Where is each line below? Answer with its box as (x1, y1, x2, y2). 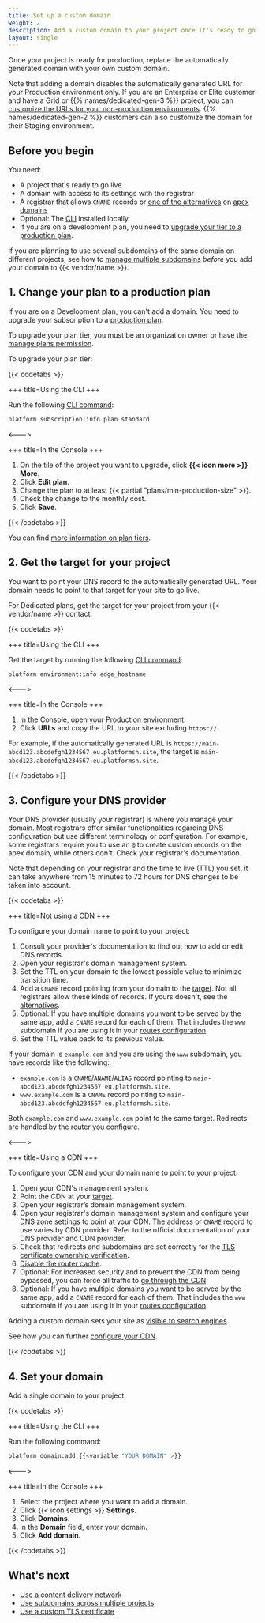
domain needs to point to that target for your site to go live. (8, 585, 200, 594)
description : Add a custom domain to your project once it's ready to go (8, 26, 256, 34)
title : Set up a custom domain (8, 11, 111, 20)
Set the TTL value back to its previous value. (19, 1034, 165, 1044)
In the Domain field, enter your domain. (19, 1522, 147, 1531)
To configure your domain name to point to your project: (8, 927, 191, 936)
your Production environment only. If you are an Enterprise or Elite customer (8, 88, 256, 97)
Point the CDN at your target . (19, 1191, 114, 1202)
